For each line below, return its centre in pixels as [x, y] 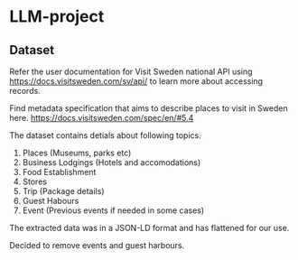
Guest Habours [51, 201]
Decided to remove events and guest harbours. [97, 245]
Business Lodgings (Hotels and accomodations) [112, 162]
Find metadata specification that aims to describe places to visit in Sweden [149, 108]
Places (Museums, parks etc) [77, 153]
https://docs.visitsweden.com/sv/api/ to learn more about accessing [136, 81]
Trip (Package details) [64, 191]
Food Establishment [59, 172]
